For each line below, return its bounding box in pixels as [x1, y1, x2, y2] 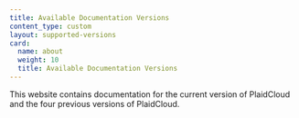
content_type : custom [9, 22, 92, 31]
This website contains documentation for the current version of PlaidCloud [9, 88, 291, 100]
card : [9, 38, 30, 48]
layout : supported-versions [9, 30, 117, 39]
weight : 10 [17, 55, 59, 64]
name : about [17, 47, 64, 56]
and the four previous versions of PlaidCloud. [9, 98, 180, 109]
